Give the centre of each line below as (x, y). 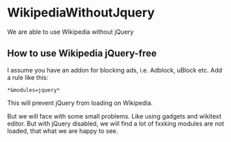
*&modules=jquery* (34, 90)
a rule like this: (28, 77)
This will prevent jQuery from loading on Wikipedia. (80, 103)
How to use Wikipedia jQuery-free (82, 53)
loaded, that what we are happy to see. (63, 131)
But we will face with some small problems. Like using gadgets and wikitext (114, 116)
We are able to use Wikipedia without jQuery (71, 32)
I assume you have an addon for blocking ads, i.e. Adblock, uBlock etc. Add (115, 70)
